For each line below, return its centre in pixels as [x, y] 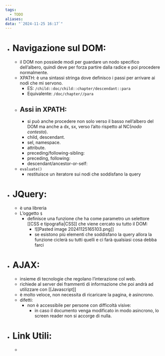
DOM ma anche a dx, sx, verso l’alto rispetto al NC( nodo [84, 127]
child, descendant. [46, 137]
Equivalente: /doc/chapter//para [60, 94]
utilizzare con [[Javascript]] [48, 289]
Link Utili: [32, 336]
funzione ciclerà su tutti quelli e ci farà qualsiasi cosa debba [96, 240]
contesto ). [37, 132]
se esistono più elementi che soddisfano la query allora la [93, 234]
